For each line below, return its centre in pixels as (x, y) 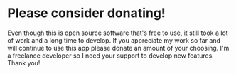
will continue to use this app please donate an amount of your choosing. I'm (118, 48)
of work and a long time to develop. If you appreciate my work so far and (114, 40)
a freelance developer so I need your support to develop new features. (111, 55)
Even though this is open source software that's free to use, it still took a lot (118, 33)
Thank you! (24, 63)
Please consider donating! (86, 13)
